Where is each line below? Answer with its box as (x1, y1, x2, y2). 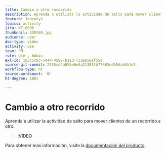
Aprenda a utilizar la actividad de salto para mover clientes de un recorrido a (5, 118, 161, 124)
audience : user (5, 35, 37, 40)
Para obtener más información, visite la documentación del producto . (5, 142, 146, 148)
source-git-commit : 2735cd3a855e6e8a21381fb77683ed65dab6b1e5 (5, 62, 136, 67)
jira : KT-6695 (5, 26, 35, 31)
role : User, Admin (5, 53, 43, 58)
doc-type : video (5, 39, 39, 44)
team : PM (5, 48, 23, 53)
